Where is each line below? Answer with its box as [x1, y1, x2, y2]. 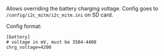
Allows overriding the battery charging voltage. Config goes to [6, 5, 159, 12]
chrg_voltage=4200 [6, 44, 52, 50]
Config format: [6, 23, 42, 29]
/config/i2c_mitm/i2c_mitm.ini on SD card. [6, 11, 114, 18]
